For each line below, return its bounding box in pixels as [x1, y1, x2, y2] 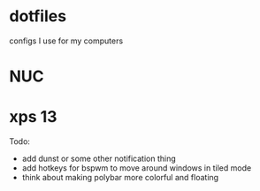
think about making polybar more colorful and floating [21, 172, 219, 183]
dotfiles [9, 6, 67, 27]
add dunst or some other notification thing [21, 153, 177, 164]
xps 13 [9, 107, 57, 127]
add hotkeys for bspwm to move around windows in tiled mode [21, 163, 252, 173]
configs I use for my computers [9, 35, 124, 46]
